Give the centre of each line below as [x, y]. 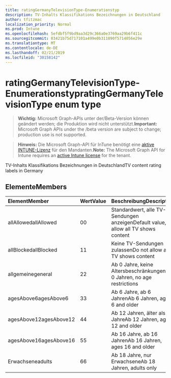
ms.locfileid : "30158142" [33, 57]
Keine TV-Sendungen [137, 244]
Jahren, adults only [134, 368]
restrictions [125, 284]
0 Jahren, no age [131, 278]
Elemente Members [36, 187]
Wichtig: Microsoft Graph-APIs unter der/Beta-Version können [83, 118]
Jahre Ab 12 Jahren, [135, 319]
